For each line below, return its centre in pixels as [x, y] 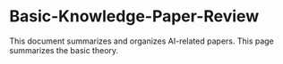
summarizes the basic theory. [64, 50]
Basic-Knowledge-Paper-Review [134, 16]
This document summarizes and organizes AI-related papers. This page [142, 41]
